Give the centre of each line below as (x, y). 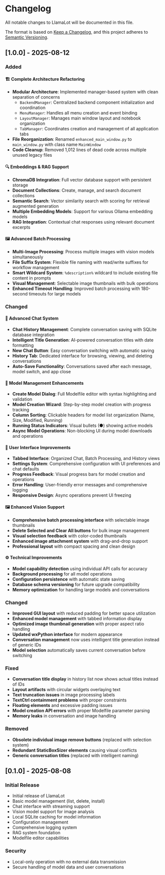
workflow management (36, 267)
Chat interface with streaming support (51, 807)
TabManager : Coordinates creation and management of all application (89, 129)
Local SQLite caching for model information (57, 817)
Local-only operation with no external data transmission (69, 862)
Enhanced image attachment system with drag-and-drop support (80, 541)
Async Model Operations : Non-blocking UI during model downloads (82, 431)
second (20, 293)
